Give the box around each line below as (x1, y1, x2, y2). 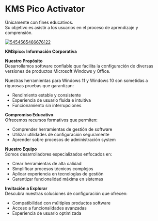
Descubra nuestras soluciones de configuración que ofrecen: (5, 190, 127, 196)
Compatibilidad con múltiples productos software (12, 200, 111, 205)
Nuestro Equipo (5, 146, 37, 152)
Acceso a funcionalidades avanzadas (12, 205, 87, 211)
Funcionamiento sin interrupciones (12, 102, 81, 108)
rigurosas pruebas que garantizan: (5, 82, 74, 88)
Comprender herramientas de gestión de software (12, 126, 112, 132)
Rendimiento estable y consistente (12, 92, 81, 98)
